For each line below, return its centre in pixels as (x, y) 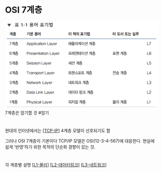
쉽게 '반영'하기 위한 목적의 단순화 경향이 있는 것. (50, 147)
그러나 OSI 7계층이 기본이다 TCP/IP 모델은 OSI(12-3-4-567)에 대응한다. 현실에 (80, 141)
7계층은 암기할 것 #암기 (27, 112)
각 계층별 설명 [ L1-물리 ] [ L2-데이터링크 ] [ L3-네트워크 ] (56, 165)
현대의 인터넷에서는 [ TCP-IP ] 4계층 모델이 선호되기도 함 (58, 131)
